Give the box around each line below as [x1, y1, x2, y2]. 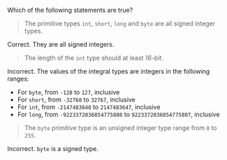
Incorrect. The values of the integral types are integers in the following [7, 67, 210, 75]
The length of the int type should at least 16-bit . [24, 54, 164, 62]
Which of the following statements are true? [7, 6, 133, 14]
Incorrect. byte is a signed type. [7, 145, 99, 152]
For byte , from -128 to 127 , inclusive [17, 88, 120, 96]
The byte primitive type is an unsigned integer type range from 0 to [24, 124, 218, 131]
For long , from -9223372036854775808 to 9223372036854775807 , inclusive [17, 111, 220, 118]
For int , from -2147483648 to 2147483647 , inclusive [17, 103, 161, 111]
